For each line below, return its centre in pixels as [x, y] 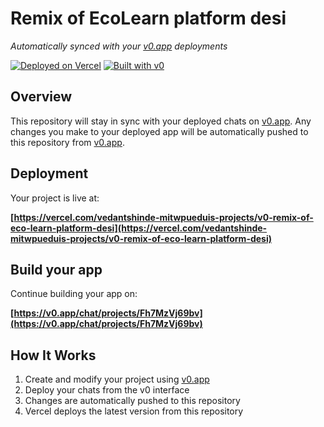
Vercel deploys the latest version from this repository [134, 411]
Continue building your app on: [74, 294]
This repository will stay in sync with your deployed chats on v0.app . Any [161, 121]
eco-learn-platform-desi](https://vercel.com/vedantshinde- [139, 228]
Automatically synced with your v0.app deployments [119, 46]
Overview [41, 97]
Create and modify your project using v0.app [117, 379]
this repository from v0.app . [67, 142]
